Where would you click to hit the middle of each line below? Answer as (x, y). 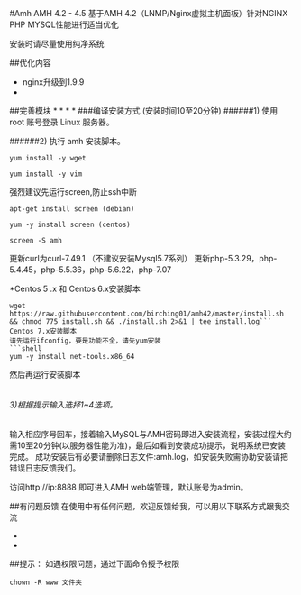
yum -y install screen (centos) (70, 224)
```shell (26, 349)
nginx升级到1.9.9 (53, 82)
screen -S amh (36, 241)
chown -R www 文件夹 (46, 583)
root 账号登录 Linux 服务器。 (62, 122)
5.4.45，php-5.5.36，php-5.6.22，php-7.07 (91, 270)
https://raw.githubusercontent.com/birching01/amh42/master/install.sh (146, 314)
